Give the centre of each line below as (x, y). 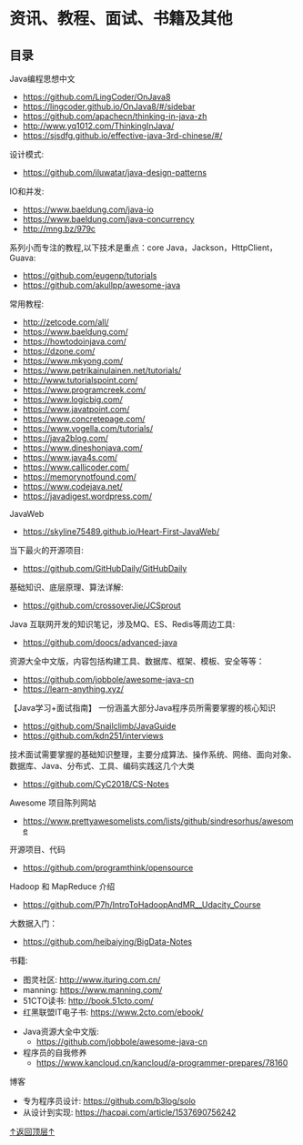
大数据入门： (33, 923)
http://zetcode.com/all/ (66, 322)
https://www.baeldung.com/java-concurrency (108, 219)
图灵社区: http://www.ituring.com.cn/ (91, 980)
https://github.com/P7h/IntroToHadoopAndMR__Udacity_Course (141, 905)
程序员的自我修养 (55, 1053)
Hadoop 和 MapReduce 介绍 (62, 887)
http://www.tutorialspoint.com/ (80, 380)
